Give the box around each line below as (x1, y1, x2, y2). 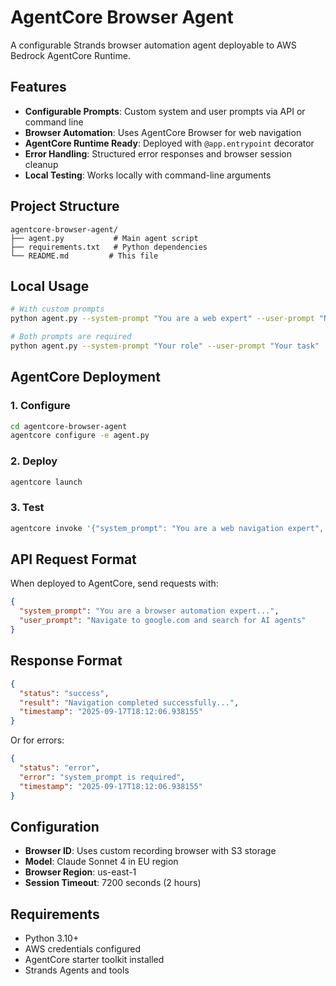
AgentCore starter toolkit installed (24, 954, 165, 966)
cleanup (24, 158, 59, 170)
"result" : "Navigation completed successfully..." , (19, 697, 240, 708)
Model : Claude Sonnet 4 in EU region (24, 856, 179, 868)
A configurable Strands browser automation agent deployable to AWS (10, 39, 297, 51)
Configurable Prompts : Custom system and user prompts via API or (24, 105, 306, 117)
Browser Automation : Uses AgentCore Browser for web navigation (24, 126, 302, 138)
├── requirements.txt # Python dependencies (10, 242, 208, 252)
